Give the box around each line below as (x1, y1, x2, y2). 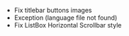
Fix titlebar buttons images (13, 6, 92, 14)
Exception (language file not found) (13, 13, 118, 22)
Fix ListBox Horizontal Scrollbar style (13, 21, 122, 29)
